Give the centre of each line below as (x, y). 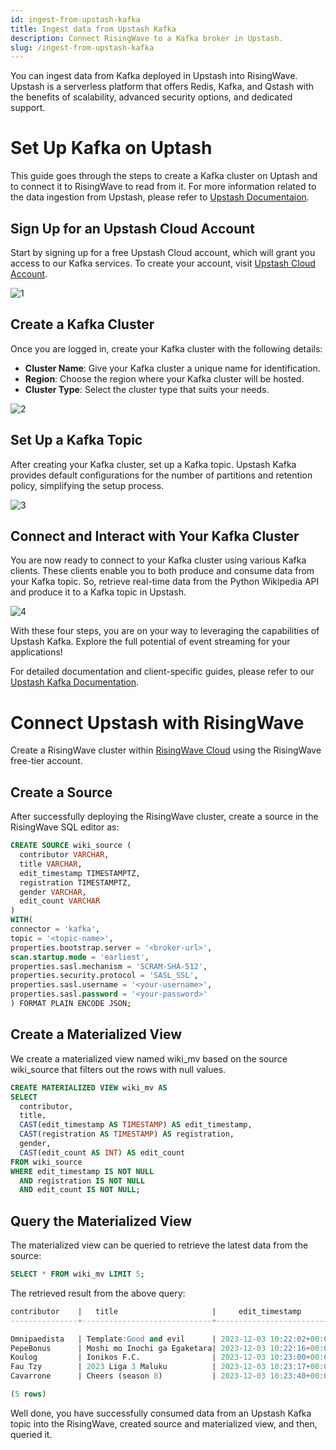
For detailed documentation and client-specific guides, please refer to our (162, 672)
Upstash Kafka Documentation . (75, 682)
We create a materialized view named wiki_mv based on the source (149, 1058)
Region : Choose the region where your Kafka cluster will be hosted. (164, 378)
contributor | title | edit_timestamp (156, 1311)
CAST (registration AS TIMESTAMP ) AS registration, (127, 1134)
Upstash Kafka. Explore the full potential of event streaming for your (150, 642)
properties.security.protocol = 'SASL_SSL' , (104, 976)
